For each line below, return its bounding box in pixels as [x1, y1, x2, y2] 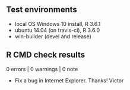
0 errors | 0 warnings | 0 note [6, 65, 78, 72]
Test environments [6, 5, 77, 15]
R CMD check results [6, 50, 85, 60]
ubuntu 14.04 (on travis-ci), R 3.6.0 [14, 26, 100, 34]
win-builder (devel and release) [14, 32, 92, 40]
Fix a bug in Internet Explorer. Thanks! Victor [14, 76, 124, 84]
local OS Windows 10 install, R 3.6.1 [14, 20, 101, 27]
